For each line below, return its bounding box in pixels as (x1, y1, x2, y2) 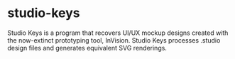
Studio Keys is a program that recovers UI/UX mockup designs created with (7, 28, 229, 37)
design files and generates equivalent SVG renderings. (7, 43, 167, 52)
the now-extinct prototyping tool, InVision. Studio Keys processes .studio (7, 36, 221, 44)
